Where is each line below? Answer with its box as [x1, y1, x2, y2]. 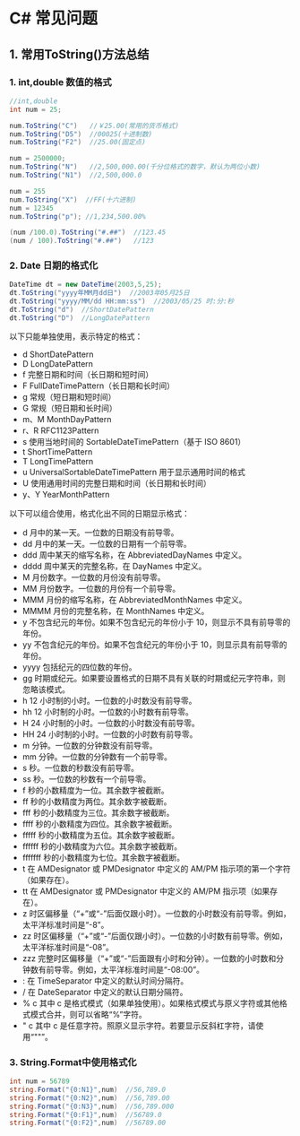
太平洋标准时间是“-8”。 [21, 919, 109, 930]
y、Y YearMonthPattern [21, 489, 110, 499]
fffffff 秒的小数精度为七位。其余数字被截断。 [21, 852, 185, 863]
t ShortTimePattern [21, 446, 93, 457]
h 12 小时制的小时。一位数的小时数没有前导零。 [21, 695, 197, 706]
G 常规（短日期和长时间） [21, 403, 118, 413]
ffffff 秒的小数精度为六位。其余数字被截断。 [21, 840, 183, 852]
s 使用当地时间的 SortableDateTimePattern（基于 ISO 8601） [21, 436, 246, 447]
